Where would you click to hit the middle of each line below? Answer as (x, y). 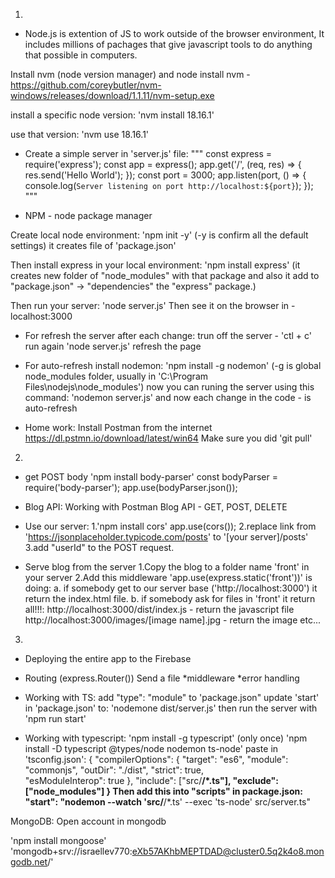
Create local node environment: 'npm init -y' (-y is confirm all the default (159, 235)
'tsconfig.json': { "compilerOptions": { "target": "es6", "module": (156, 759)
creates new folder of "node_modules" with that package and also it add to (165, 275)
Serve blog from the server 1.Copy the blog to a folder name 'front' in (167, 567)
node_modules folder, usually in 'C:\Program (116, 376)
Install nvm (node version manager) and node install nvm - (130, 74)
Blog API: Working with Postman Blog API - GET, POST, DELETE (156, 507)
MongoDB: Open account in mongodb (88, 821)
